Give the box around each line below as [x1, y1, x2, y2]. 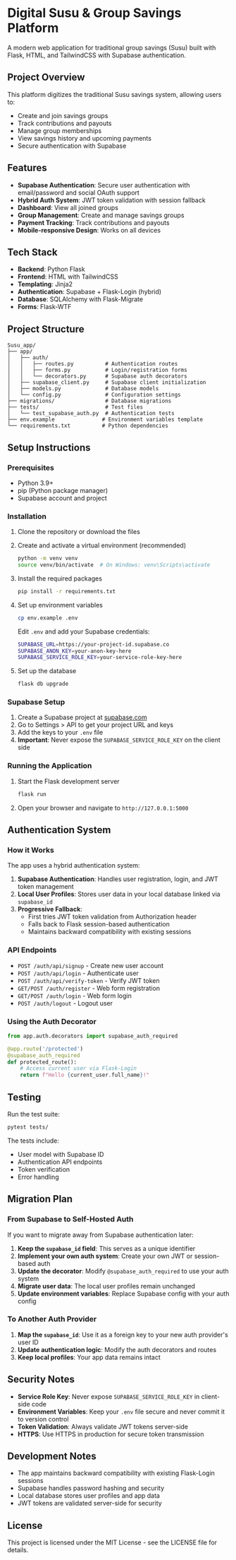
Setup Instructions [7, 441, 91, 453]
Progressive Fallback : [17, 905, 82, 914]
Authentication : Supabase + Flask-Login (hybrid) [17, 288, 162, 296]
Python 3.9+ [17, 479, 54, 487]
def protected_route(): [7, 1059, 77, 1066]
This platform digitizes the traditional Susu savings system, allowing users [7, 90, 222, 98]
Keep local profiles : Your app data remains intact [17, 1353, 161, 1361]
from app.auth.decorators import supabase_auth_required [7, 1032, 178, 1040]
